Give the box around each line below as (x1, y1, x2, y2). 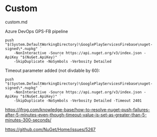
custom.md (5, 19, 28, 25)
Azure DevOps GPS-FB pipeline (5, 28, 68, 34)
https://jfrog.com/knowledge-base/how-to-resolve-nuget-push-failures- (5, 106, 150, 112)
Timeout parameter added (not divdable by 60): (5, 68, 100, 73)
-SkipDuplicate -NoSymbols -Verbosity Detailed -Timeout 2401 (14, 98, 142, 103)
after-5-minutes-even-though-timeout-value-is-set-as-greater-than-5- (5, 112, 147, 118)
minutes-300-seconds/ (5, 117, 52, 123)
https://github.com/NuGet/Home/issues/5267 (5, 126, 96, 132)
